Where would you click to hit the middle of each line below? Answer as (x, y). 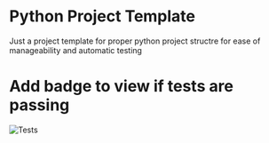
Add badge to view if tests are (121, 87)
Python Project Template (103, 16)
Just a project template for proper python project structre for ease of (135, 41)
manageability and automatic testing (75, 50)
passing (40, 105)
